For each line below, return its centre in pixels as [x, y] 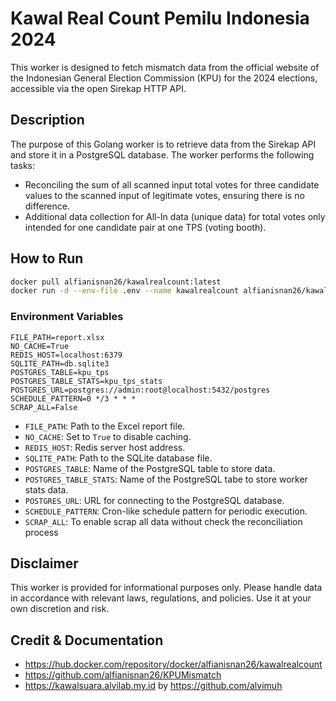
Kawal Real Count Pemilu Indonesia [160, 18]
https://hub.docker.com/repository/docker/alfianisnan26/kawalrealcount [173, 664]
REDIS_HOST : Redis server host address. [105, 447]
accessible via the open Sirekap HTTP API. [98, 88]
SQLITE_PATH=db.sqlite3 [60, 363]
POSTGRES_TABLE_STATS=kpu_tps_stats [86, 381]
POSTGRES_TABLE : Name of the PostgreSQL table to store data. [150, 468]
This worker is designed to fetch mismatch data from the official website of [165, 67]
